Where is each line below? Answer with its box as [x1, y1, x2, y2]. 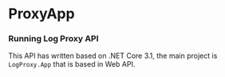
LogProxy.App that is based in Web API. [8, 60, 136, 69]
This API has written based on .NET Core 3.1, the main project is [8, 51, 218, 60]
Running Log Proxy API [8, 33, 99, 44]
